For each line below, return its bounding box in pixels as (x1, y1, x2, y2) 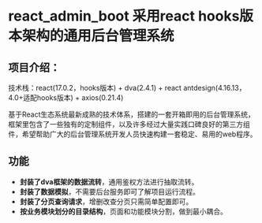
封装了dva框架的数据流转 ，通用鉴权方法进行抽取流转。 (19, 177, 199, 186)
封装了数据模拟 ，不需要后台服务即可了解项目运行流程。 (19, 187, 200, 196)
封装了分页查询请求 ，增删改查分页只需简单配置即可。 (19, 196, 193, 206)
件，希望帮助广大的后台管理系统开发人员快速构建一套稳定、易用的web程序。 (8, 129, 257, 139)
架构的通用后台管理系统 (22, 27, 175, 45)
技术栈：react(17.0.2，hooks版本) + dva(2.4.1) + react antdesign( (8, 84, 219, 92)
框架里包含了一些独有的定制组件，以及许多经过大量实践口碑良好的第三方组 (8, 120, 250, 128)
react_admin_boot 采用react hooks (8, 7, 240, 25)
